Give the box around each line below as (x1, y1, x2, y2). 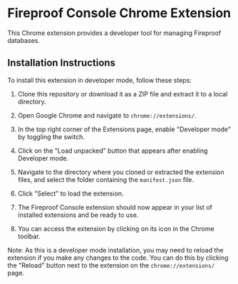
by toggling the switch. (17, 132, 86, 141)
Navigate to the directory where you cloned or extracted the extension (17, 168, 224, 176)
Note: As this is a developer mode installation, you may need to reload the (7, 245, 224, 254)
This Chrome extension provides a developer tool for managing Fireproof (7, 29, 222, 37)
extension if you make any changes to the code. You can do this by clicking (7, 253, 229, 262)
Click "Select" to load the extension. (17, 189, 124, 198)
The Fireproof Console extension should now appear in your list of (17, 203, 212, 211)
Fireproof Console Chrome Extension (7, 5, 232, 21)
